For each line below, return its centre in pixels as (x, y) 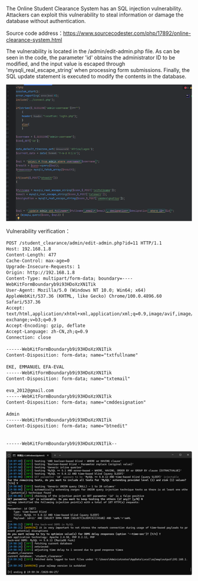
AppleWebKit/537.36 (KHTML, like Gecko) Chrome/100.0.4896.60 (84, 296)
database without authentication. (46, 21)
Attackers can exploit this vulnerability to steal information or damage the (95, 15)
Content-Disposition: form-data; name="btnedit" (67, 426)
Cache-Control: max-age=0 (38, 261)
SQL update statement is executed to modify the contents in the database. (96, 76)
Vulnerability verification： (38, 231)
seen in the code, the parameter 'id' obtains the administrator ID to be (91, 58)
